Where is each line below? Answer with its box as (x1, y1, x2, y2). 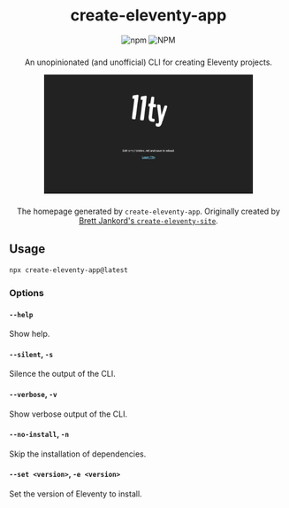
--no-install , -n (9, 429, 69, 440)
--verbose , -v (9, 388, 57, 399)
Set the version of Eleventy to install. (9, 488, 143, 499)
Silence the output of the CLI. (9, 369, 117, 379)
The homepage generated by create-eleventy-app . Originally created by (16, 206, 281, 217)
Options (9, 286, 44, 299)
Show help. (9, 329, 50, 340)
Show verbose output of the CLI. (9, 409, 128, 419)
